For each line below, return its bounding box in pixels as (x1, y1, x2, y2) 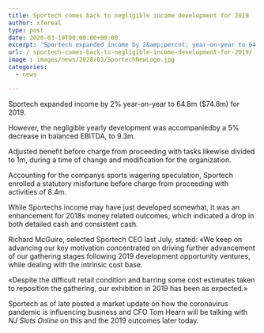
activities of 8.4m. (8, 187, 67, 196)
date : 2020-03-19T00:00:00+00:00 (8, 33, 119, 42)
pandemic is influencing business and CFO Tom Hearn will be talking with (8, 307, 248, 316)
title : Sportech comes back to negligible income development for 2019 (8, 11, 249, 20)
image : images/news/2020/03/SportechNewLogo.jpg (8, 56, 175, 64)
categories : (8, 63, 47, 71)
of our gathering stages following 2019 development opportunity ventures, (8, 251, 251, 261)
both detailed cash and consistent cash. (8, 219, 138, 229)
